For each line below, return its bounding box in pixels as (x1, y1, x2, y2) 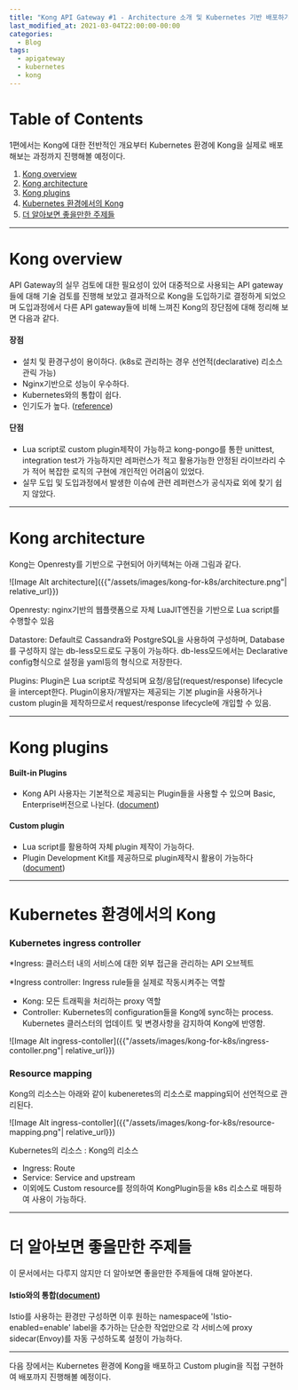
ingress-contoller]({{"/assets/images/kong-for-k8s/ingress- (51, 1036, 270, 1046)
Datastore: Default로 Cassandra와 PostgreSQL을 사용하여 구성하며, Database (9, 634, 286, 645)
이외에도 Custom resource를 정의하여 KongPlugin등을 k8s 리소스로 (21, 1183, 259, 1194)
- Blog (17, 37, 42, 47)
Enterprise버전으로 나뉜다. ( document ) (21, 799, 160, 810)
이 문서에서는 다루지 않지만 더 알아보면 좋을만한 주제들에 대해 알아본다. (9, 1267, 253, 1279)
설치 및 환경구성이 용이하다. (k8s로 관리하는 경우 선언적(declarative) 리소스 (21, 356, 284, 367)
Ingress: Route (21, 1163, 75, 1173)
